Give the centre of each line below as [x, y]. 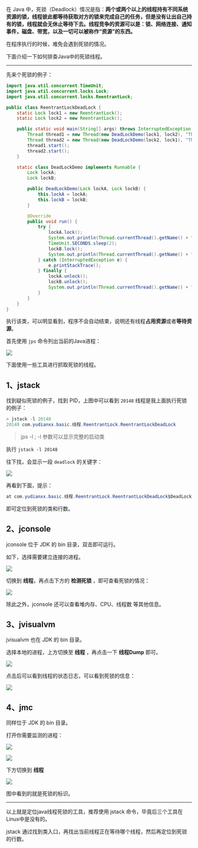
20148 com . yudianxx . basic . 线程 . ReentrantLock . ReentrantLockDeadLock [91, 425]
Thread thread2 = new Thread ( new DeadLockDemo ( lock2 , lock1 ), [105, 140]
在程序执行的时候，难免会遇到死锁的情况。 [58, 44]
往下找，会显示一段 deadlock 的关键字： [55, 461]
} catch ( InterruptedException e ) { [82, 260]
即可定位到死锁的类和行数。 [40, 508]
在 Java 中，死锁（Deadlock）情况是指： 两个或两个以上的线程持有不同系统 [97, 9]
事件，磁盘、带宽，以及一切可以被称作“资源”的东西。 [71, 31]
